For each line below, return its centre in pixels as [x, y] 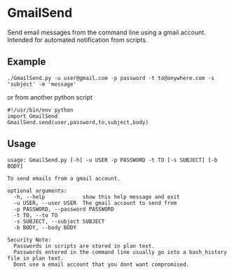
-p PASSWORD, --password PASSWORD [64, 209]
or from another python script [50, 97]
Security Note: [29, 240]
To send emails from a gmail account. [64, 178]
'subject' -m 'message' [42, 84]
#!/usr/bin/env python [40, 110]
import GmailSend [33, 116]
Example [27, 62]
